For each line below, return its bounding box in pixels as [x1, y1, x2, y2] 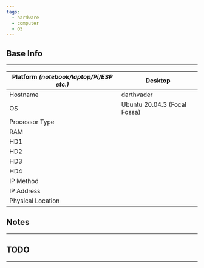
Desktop [145, 76, 171, 85]
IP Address [9, 187, 41, 195]
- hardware [12, 15, 39, 21]
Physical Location [9, 196, 60, 205]
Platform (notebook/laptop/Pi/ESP [12, 73, 114, 81]
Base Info [6, 48, 43, 58]
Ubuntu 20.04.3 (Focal [121, 101, 187, 109]
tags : [6, 8, 20, 15]
